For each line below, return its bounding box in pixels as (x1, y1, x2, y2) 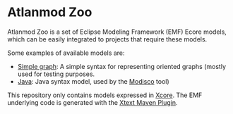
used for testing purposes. (17, 70, 95, 78)
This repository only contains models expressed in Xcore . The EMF (7, 91, 203, 99)
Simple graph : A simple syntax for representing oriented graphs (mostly (17, 62, 227, 70)
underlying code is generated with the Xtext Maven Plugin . (7, 98, 178, 106)
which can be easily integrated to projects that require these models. (7, 34, 208, 43)
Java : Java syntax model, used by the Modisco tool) (17, 77, 169, 85)
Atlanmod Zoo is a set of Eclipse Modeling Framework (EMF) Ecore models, (7, 27, 227, 36)
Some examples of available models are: (7, 49, 125, 57)
